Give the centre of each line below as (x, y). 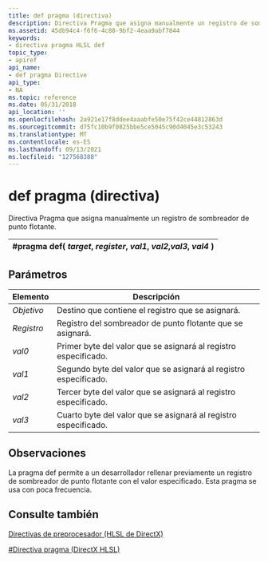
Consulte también (53, 515)
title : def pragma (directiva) (60, 16)
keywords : (25, 38)
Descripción (156, 297)
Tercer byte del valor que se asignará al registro (146, 392)
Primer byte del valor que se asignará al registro (147, 346)
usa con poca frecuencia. (50, 489)
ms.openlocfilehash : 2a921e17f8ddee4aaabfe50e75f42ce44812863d (116, 120)
